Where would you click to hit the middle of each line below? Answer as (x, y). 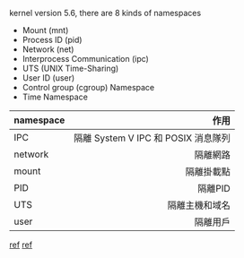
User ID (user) (48, 78)
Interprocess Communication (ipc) (86, 59)
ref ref (21, 245)
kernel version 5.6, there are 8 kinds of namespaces (105, 13)
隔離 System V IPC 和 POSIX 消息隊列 (152, 138)
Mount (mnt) (45, 30)
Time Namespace (55, 97)
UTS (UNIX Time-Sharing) (70, 68)
